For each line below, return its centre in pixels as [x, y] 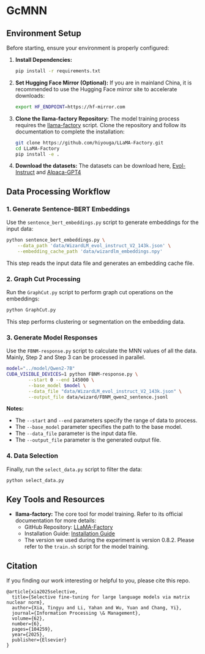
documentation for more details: [56, 521]
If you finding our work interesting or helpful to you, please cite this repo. [99, 581]
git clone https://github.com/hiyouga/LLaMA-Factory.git [89, 143]
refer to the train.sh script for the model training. [87, 547]
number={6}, [27, 624]
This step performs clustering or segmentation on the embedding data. [96, 321]
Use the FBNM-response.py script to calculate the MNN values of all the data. [102, 351]
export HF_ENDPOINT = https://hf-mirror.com [70, 107]
